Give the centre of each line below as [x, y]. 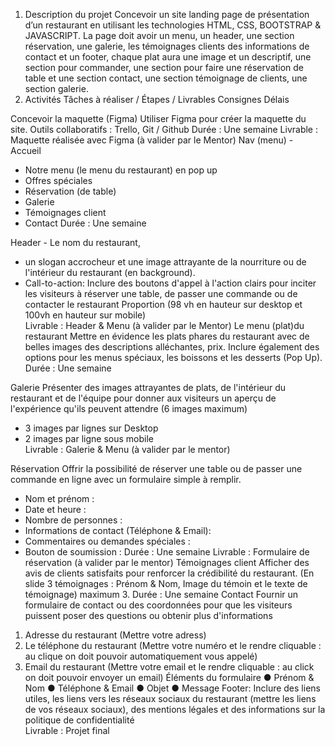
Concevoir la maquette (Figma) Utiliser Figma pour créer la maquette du [158, 118]
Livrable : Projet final [67, 730]
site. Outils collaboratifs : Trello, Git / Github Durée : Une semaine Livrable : [164, 129]
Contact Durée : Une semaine [85, 223]
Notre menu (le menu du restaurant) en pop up [121, 170]
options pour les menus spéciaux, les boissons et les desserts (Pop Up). [173, 357]
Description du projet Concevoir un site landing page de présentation [167, 14]
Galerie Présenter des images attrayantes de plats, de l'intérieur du [148, 387]
